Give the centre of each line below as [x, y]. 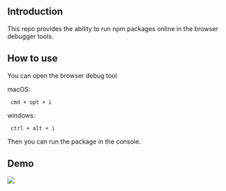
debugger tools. [31, 36]
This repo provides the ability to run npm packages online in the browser [113, 28]
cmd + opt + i [31, 102]
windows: [21, 115]
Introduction [35, 12]
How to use [32, 58]
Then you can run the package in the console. [74, 141]
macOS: [19, 89]
